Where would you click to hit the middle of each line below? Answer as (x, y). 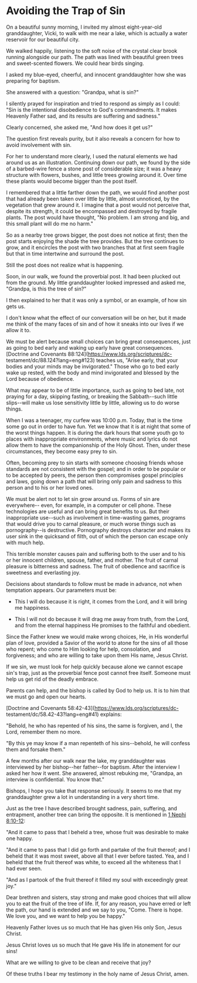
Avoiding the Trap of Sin (66, 11)
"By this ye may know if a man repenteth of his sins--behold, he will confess (98, 743)
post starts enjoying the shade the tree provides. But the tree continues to (95, 241)
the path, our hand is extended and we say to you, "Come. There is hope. (94, 910)
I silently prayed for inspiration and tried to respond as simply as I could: (93, 103)
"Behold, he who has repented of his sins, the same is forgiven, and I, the (94, 725)
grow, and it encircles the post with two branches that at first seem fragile (95, 247)
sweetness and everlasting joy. (43, 572)
